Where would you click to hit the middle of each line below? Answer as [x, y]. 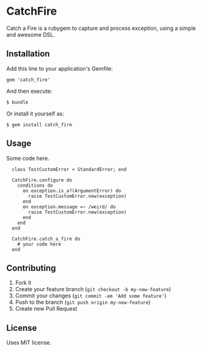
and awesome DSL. [31, 34]
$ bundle [17, 102]
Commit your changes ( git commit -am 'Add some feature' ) [91, 296]
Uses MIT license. [29, 342]
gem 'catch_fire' [28, 80]
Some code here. [28, 158]
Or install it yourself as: [35, 114]
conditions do [35, 185]
